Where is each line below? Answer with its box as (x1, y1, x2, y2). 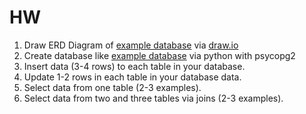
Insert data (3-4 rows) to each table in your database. (23, 60, 246, 72)
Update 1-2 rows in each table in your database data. (23, 71, 242, 83)
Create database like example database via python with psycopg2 (23, 49, 296, 61)
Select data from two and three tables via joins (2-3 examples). (23, 92, 284, 104)
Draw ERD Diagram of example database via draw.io (23, 39, 239, 51)
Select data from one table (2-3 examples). (23, 81, 202, 93)
